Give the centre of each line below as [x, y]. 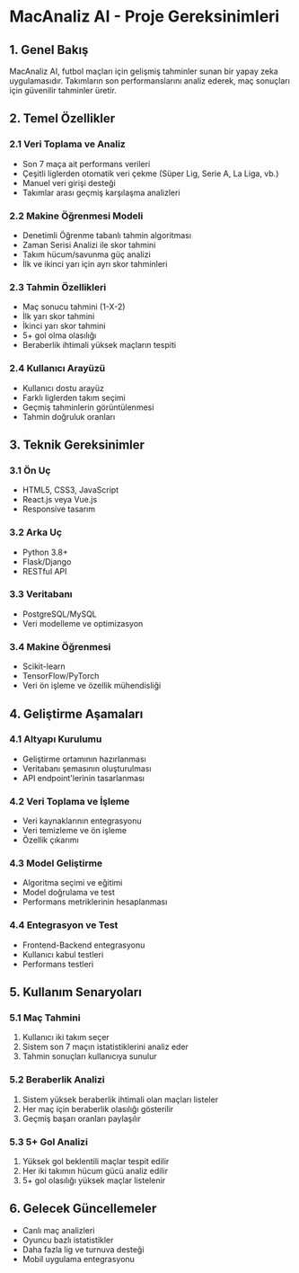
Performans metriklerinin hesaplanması [95, 902]
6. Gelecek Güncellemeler [83, 1209]
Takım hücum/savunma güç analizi [86, 254]
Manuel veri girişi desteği [69, 182]
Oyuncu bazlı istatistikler [68, 1240]
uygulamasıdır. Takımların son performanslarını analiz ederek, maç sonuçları [149, 81]
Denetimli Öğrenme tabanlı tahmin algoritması [106, 235]
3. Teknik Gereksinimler [77, 445]
